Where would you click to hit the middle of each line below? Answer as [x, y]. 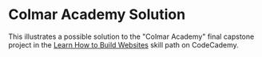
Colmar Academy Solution [97, 15]
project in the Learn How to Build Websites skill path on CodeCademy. [124, 44]
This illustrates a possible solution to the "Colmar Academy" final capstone [131, 36]
